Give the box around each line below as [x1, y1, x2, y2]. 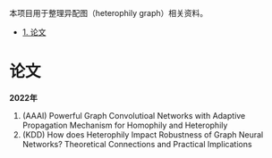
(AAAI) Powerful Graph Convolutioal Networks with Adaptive [21, 110, 246, 121]
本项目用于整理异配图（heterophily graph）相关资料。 [9, 8, 208, 18]
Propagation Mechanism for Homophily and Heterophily [21, 120, 228, 130]
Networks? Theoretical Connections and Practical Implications [21, 138, 252, 149]
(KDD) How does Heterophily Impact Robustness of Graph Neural [21, 129, 264, 140]
